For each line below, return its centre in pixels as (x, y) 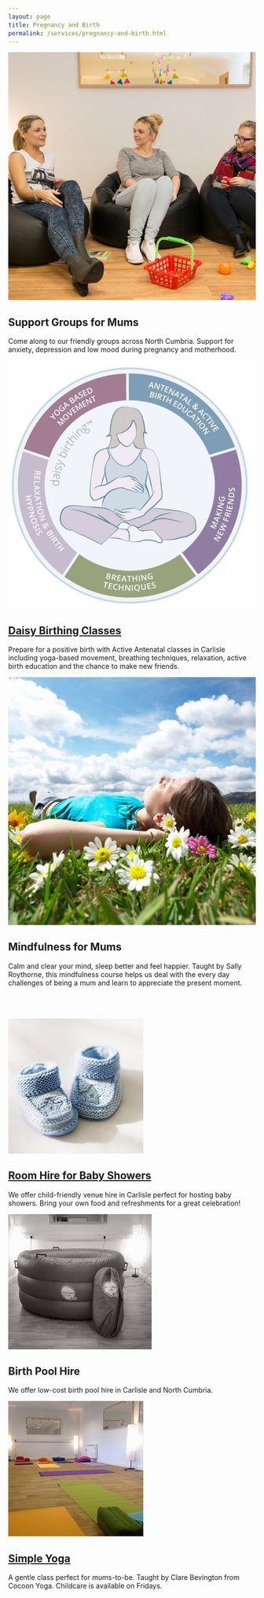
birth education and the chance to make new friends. (94, 666)
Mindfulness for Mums (65, 947)
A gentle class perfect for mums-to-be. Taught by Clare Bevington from (124, 1578)
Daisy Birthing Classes (65, 631)
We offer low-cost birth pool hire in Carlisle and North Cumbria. (111, 1390)
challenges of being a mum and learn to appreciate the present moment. (125, 983)
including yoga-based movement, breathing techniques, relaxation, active (127, 658)
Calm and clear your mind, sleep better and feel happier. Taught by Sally (125, 966)
